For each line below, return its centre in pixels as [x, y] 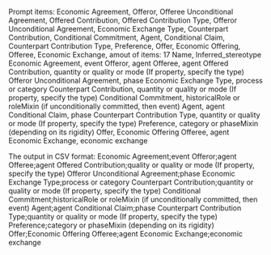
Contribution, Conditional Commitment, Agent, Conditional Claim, [116, 37]
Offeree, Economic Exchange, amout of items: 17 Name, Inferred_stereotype [135, 55]
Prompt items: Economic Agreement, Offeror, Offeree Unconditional [121, 12]
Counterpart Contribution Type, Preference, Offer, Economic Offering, [125, 46]
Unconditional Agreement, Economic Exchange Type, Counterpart [119, 29]
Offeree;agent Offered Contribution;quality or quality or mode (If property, [131, 165]
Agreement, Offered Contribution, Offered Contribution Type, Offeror [123, 20]
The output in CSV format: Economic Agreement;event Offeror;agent [123, 156]
